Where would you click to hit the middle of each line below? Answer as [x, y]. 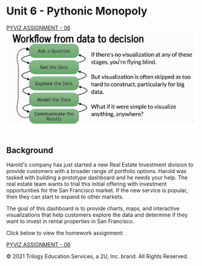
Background [30, 150]
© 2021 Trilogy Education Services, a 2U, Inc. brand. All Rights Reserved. [97, 256]
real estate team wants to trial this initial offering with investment [87, 184]
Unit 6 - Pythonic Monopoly [77, 11]
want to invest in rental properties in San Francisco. [70, 221]
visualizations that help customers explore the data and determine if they [97, 215]
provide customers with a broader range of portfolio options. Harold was [96, 171]
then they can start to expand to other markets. [65, 197]
